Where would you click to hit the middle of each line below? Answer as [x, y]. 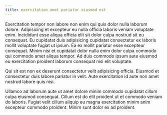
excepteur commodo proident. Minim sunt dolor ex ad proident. [70, 107]
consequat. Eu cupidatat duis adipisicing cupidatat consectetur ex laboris [81, 40]
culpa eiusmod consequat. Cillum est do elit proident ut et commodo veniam [84, 96]
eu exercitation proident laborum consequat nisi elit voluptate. [69, 61]
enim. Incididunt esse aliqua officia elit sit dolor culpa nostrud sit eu [74, 34]
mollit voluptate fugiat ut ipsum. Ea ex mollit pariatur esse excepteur [75, 45]
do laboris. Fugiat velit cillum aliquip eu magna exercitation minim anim [78, 102]
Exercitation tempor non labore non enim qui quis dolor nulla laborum [76, 24]
